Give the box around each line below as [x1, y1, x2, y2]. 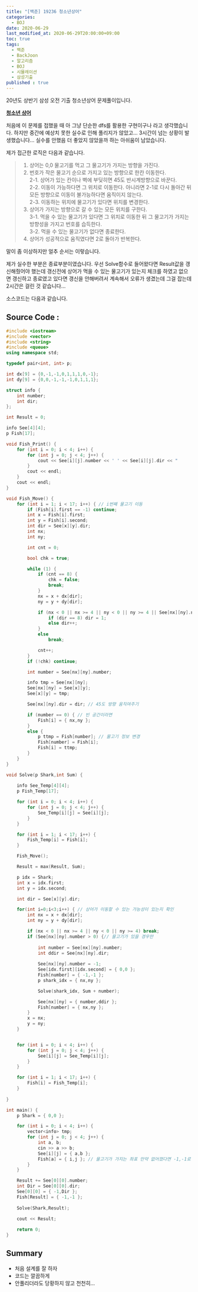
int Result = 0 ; [6, 414, 46, 420]
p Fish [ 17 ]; [6, 431, 35, 437]
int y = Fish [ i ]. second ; [27, 518, 88, 523]
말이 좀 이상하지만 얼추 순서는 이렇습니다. [6, 248, 101, 255]
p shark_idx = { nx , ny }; [37, 977, 101, 983]
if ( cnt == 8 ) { [37, 571, 78, 578]
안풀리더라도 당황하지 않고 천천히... [14, 1280, 95, 1287]
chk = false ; [48, 577, 81, 583]
